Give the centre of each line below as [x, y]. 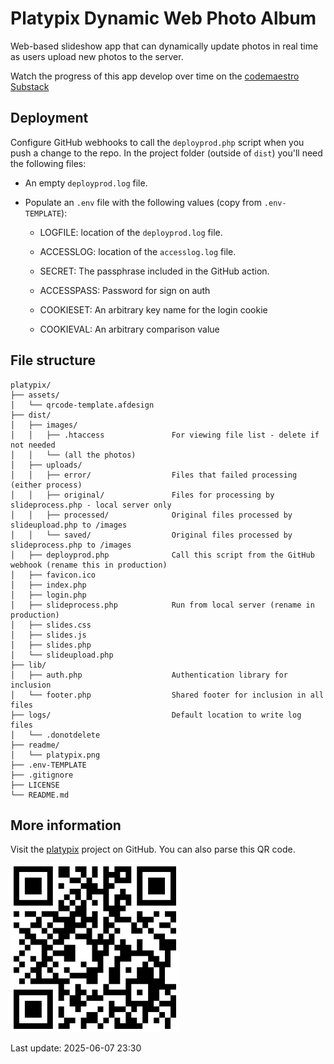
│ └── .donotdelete [55, 735]
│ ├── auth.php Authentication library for [149, 675]
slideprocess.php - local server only [91, 505]
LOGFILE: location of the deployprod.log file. [131, 232]
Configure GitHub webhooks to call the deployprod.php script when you [157, 142]
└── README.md [40, 795]
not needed [33, 445]
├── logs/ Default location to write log [156, 715]
